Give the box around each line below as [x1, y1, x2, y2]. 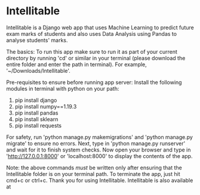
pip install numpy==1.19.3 [14, 103, 77, 110]
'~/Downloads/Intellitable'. [6, 67, 70, 74]
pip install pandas [14, 109, 59, 116]
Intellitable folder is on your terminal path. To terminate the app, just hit [6, 170, 180, 177]
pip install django [14, 97, 57, 104]
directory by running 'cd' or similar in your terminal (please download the [6, 54, 186, 61]
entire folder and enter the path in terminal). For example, [6, 61, 147, 68]
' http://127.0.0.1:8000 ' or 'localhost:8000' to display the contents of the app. [6, 152, 193, 159]
